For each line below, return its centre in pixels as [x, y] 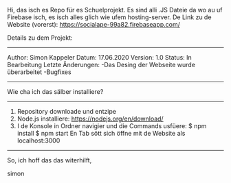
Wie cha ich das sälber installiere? [55, 91]
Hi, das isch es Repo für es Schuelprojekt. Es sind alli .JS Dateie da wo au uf [115, 10]
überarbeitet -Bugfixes [39, 72]
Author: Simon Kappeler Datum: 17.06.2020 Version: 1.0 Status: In [100, 57]
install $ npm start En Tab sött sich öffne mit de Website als [101, 133]
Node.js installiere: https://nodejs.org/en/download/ [90, 119]
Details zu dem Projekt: [40, 38]
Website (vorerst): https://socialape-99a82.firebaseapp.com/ [93, 24]
